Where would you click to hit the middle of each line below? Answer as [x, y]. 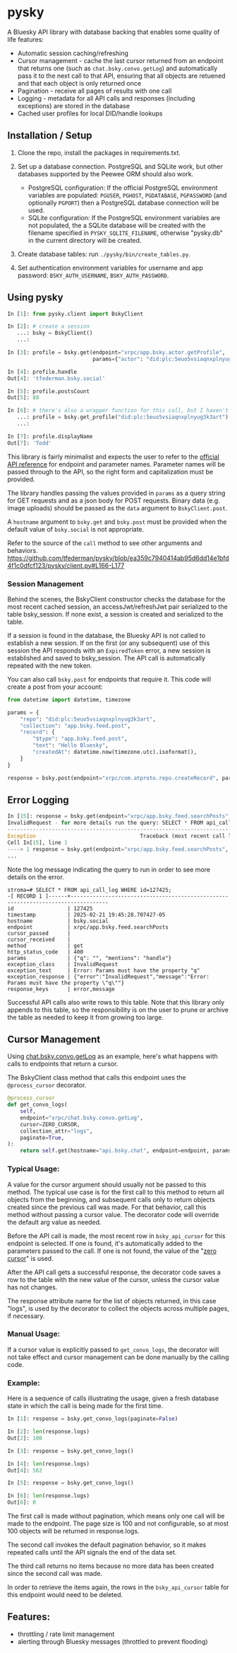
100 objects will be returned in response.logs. [73, 1531]
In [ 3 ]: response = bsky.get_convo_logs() [71, 1451]
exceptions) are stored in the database [74, 105]
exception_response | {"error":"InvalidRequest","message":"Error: [109, 977]
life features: [26, 39]
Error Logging [38, 800]
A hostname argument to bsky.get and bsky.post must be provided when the [117, 522]
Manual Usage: [34, 1334]
